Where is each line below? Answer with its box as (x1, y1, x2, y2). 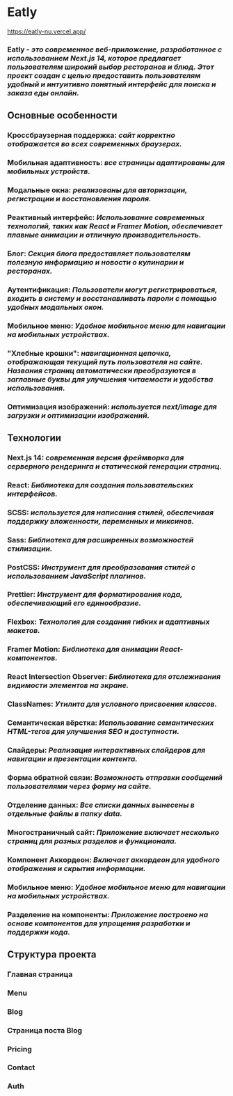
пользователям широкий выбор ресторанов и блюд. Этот (7, 62, 214, 72)
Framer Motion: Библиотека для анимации (7, 645, 159, 655)
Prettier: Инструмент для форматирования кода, (7, 590, 183, 600)
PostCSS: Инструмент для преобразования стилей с (7, 562, 196, 572)
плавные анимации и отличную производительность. (7, 230, 202, 240)
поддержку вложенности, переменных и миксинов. (7, 516, 195, 526)
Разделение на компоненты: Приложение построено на (7, 909, 209, 919)
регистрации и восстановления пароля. (7, 194, 152, 204)
